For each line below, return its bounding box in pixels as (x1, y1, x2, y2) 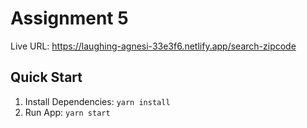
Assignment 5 (10, 7, 129, 30)
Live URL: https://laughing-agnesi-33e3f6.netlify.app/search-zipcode (10, 40, 297, 52)
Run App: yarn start (24, 106, 111, 118)
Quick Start (10, 69, 83, 86)
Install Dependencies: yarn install (24, 95, 171, 107)
